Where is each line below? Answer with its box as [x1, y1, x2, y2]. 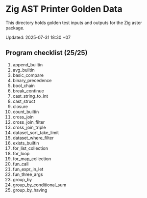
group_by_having [12, 187, 48, 193]
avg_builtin [12, 67, 35, 73]
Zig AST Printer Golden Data [5, 3, 123, 15]
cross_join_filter [12, 119, 45, 125]
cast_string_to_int [12, 93, 49, 99]
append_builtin [12, 61, 43, 67]
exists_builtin [12, 140, 39, 146]
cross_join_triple [12, 124, 46, 130]
